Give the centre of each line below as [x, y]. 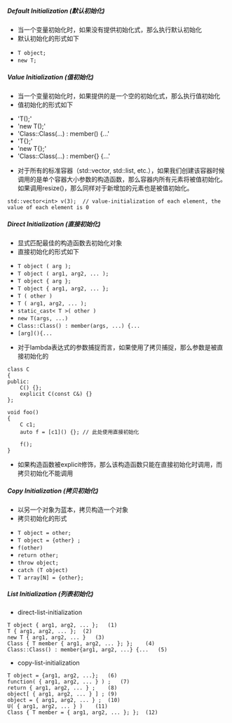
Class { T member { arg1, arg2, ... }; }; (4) [81, 643]
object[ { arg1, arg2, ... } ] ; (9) [62, 694]
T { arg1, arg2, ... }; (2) [50, 631]
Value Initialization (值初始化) [50, 77]
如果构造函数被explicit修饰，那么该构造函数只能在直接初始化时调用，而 [120, 464]
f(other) [30, 548]
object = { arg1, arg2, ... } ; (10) [64, 700]
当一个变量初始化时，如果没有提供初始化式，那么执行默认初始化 [109, 29]
